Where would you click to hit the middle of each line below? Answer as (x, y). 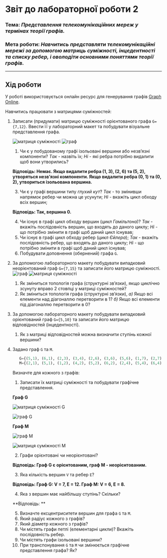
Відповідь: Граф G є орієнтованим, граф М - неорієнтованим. (79, 465)
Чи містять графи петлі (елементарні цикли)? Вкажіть (77, 529)
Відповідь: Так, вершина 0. (42, 212)
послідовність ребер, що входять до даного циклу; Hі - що (82, 243)
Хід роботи (23, 85)
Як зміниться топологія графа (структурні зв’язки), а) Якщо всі (86, 294)
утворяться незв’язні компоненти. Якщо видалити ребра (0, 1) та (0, (87, 177)
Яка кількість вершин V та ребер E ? (57, 474)
